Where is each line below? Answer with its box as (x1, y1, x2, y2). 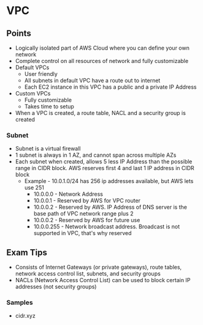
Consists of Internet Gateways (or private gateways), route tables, (15, 264, 182, 271)
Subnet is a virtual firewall (15, 145, 81, 152)
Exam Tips (6, 247, 47, 258)
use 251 (24, 184, 44, 192)
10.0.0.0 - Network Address (33, 190, 103, 198)
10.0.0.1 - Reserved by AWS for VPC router (33, 197, 141, 204)
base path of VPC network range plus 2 (33, 210, 134, 217)
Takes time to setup (24, 103, 75, 110)
